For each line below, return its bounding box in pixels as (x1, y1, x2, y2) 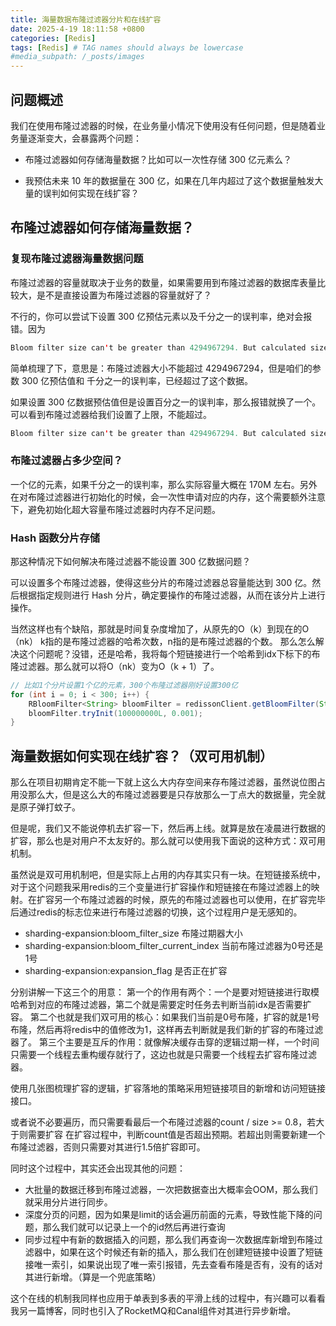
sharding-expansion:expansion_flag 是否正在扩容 (24, 965, 228, 977)
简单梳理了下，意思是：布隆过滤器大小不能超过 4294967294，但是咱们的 (10, 362, 313, 374)
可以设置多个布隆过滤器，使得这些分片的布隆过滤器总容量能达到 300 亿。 (10, 576, 313, 588)
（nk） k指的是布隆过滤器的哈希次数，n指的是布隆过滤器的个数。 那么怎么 (10, 635, 316, 647)
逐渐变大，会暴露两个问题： (27, 132, 142, 144)
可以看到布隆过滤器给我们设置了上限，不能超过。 (10, 408, 212, 420)
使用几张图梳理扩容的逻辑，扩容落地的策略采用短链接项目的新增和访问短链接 (10, 1082, 326, 1095)
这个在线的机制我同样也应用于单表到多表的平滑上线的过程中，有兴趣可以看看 (10, 1292, 326, 1305)
